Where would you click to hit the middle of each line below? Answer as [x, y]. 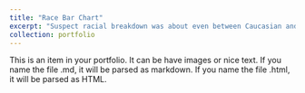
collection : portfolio [52, 34]
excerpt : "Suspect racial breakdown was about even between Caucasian [146, 26]
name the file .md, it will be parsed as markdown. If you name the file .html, [150, 70]
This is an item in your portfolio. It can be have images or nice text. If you [145, 60]
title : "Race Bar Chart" [56, 18]
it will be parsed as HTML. [58, 79]
